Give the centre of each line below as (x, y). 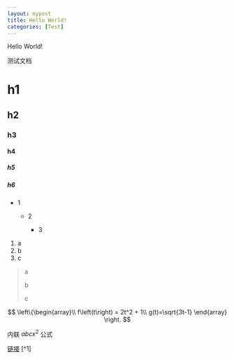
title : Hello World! (37, 20)
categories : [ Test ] (36, 26)
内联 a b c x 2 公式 (30, 333)
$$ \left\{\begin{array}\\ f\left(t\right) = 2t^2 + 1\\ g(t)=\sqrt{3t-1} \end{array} (117, 312)
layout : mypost (29, 14)
